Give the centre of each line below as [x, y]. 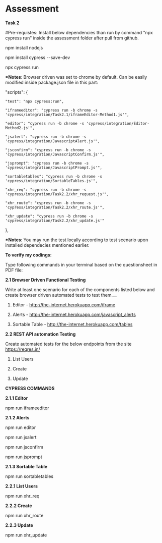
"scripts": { [17, 92]
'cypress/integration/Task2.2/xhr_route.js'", [55, 207]
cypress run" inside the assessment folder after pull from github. [72, 38]
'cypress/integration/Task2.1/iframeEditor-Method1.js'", [67, 115]
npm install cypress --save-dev [38, 57]
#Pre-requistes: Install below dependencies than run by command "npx [79, 32]
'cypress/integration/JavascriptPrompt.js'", [54, 168]
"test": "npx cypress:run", [35, 101]
